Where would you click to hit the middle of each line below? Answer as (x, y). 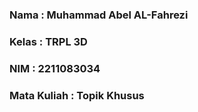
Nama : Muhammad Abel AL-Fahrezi (99, 15)
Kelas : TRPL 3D (48, 41)
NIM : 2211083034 (55, 68)
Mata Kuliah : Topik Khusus (77, 95)
